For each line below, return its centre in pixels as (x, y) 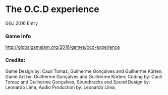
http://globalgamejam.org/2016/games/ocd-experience (63, 47)
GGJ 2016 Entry (22, 23)
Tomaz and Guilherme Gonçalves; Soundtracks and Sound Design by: (78, 82)
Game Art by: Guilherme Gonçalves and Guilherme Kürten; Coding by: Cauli (84, 76)
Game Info (18, 36)
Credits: (15, 60)
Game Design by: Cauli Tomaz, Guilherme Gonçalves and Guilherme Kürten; (84, 71)
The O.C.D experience (52, 9)
